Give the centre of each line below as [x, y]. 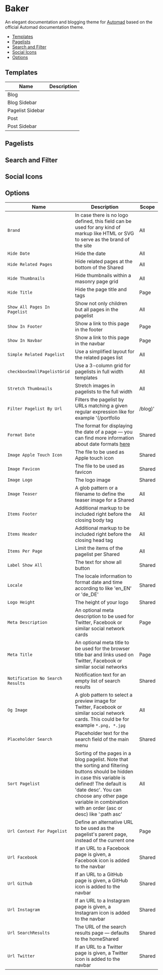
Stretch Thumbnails [30, 388]
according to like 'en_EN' [103, 588]
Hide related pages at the [104, 261]
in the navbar [90, 343]
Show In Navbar [25, 340]
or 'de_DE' [87, 594]
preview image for [96, 701]
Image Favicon [24, 469]
